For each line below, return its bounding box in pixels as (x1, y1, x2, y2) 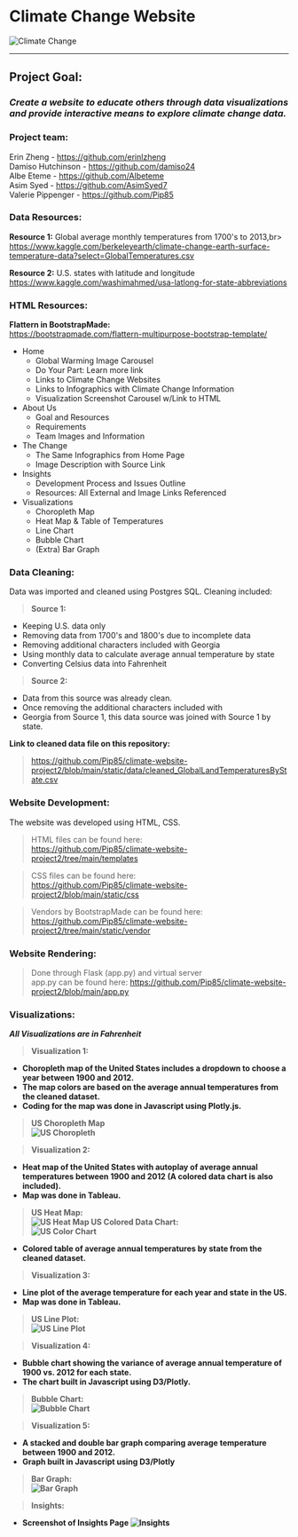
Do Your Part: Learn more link (35, 365, 144, 376)
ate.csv (30, 774, 59, 785)
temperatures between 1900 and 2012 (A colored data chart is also (21, 1171, 273, 1182)
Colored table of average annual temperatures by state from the (21, 1243, 263, 1254)
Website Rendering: (9, 947, 97, 960)
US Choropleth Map (30, 1118, 106, 1129)
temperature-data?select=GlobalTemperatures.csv (9, 250, 195, 261)
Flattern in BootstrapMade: (9, 320, 111, 330)
